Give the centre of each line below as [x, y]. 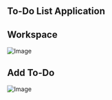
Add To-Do [31, 72]
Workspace [32, 35]
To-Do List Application [56, 11]
